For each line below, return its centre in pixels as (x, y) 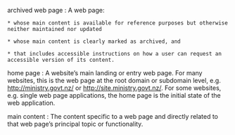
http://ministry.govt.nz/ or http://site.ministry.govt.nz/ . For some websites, (114, 88)
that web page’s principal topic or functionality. (75, 124)
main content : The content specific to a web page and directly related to (113, 116)
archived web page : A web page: (56, 10)
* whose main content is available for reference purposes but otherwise (118, 23)
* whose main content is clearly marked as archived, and (94, 41)
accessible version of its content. (61, 60)
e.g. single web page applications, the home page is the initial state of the (114, 95)
